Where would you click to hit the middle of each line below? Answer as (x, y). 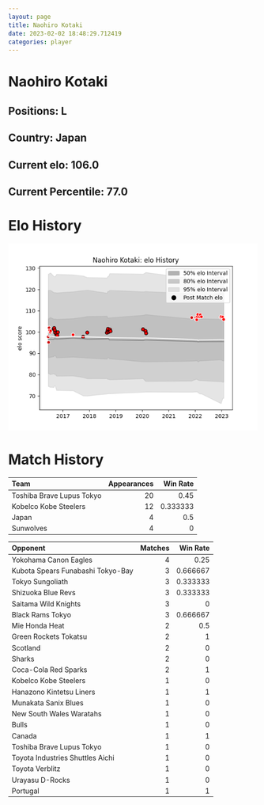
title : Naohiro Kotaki (45, 25)
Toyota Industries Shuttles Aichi (63, 758)
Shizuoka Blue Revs (44, 593)
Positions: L (38, 111)
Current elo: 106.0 (54, 165)
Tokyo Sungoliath (40, 582)
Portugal (25, 791)
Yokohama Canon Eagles (52, 560)
